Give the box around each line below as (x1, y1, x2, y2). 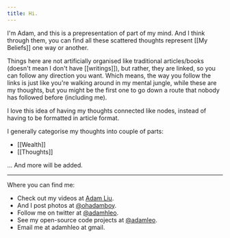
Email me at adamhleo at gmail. (16, 223, 105, 231)
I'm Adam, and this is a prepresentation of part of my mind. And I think (7, 29, 205, 37)
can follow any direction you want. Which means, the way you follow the (7, 71, 211, 80)
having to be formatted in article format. (7, 114, 120, 122)
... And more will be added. (7, 160, 84, 169)
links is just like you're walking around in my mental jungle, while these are (7, 78, 217, 86)
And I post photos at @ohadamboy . (16, 201, 117, 209)
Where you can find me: (7, 180, 75, 189)
